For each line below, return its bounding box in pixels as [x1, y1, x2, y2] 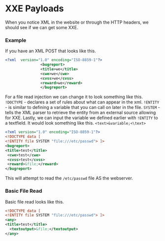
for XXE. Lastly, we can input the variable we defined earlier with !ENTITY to [5, 115, 159, 121]
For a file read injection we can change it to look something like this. [5, 94, 143, 100]
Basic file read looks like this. [5, 199, 64, 205]
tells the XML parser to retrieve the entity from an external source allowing [5, 109, 156, 116]
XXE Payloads [5, 3, 64, 14]
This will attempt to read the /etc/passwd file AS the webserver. [5, 175, 133, 181]
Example [5, 36, 27, 43]
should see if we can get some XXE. [5, 24, 78, 30]
